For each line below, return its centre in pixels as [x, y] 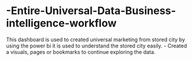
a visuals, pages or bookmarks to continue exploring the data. [81, 52]
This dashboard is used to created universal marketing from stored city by [96, 39]
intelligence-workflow [61, 23]
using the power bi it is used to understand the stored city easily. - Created [97, 46]
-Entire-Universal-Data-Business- [91, 11]
